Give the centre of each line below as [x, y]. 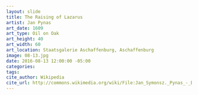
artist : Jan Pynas [29, 22]
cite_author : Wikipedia [35, 77]
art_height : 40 [25, 39]
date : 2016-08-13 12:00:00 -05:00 [49, 61]
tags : [13, 72]
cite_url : [18, 83]
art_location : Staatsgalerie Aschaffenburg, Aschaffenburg [80, 50]
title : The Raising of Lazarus [44, 17]
